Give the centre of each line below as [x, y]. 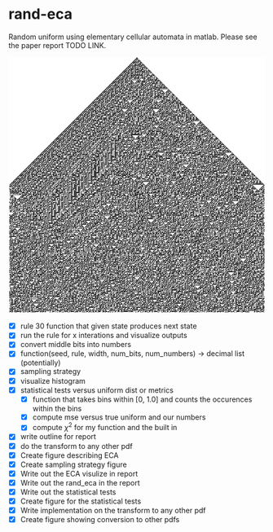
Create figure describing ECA [70, 455]
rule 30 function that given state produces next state [108, 326]
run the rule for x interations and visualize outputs [103, 336]
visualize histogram [53, 380]
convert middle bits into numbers [76, 345]
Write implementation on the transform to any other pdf [113, 510]
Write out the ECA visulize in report [79, 473]
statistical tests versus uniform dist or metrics [97, 390]
